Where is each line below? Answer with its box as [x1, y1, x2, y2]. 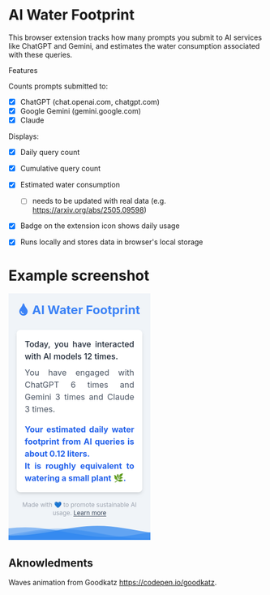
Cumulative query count [19, 164, 101, 174]
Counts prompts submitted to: [8, 81, 109, 91]
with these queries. [8, 50, 73, 59]
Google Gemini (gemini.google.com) [19, 106, 142, 115]
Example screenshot [8, 266, 150, 285]
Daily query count [19, 148, 80, 157]
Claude [19, 115, 45, 125]
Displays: [8, 132, 39, 141]
